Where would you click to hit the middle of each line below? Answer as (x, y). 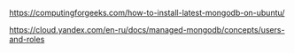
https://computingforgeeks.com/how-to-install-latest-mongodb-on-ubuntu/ (147, 13)
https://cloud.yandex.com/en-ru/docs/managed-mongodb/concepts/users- (147, 30)
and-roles (27, 39)
